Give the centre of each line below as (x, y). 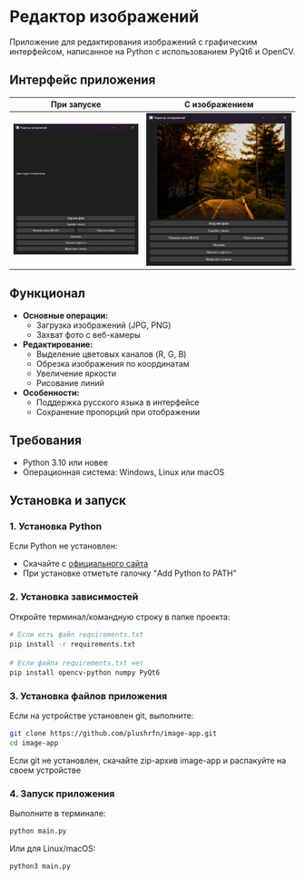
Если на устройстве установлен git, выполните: (102, 716)
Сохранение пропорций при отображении (118, 411)
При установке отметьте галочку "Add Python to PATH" (130, 573)
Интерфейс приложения (83, 80)
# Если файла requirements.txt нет (77, 663)
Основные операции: (65, 315)
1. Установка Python (56, 526)
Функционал (48, 294)
